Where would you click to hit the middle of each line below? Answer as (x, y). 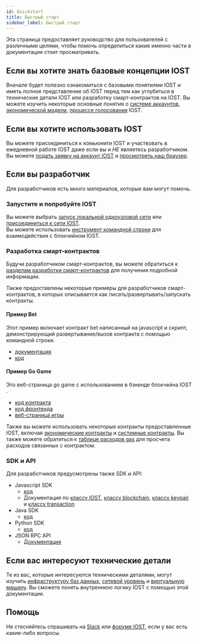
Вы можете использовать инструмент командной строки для (84, 229)
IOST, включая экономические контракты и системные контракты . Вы (95, 433)
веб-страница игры (39, 415)
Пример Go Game (29, 372)
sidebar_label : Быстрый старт (43, 23)
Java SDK (27, 510)
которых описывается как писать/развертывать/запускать (116, 295)
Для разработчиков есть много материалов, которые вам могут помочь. (99, 189)
